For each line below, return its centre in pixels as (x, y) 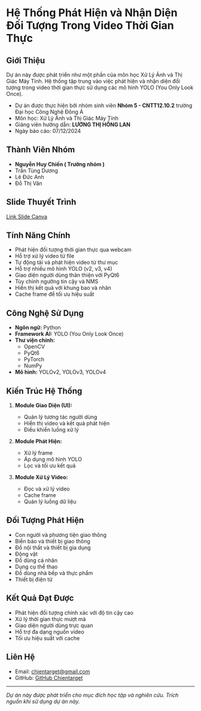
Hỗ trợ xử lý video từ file (45, 256)
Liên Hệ (21, 657)
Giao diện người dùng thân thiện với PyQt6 (67, 275)
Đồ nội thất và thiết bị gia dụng (53, 547)
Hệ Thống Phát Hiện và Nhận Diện (92, 13)
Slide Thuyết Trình (41, 202)
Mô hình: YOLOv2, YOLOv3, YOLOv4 (60, 372)
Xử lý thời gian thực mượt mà (50, 619)
